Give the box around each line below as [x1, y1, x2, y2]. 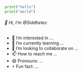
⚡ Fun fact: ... [11, 63, 39, 69]
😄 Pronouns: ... [11, 58, 44, 64]
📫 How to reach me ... [11, 50, 57, 56]
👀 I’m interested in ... [11, 35, 54, 41]
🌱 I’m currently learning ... [11, 40, 64, 46]
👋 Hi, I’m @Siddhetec [4, 20, 48, 25]
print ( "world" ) [4, 9, 36, 14]
